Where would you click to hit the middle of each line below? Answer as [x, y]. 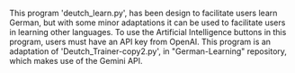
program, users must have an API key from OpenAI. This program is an [140, 41]
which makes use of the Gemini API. [76, 61]
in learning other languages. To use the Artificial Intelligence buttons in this [148, 32]
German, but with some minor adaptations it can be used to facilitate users [147, 23]
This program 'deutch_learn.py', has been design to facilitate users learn [143, 13]
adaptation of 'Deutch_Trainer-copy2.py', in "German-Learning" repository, [148, 51]
